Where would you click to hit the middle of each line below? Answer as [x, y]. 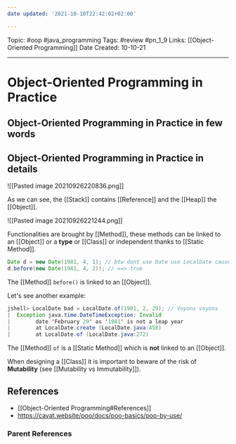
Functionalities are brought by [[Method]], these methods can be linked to [114, 234]
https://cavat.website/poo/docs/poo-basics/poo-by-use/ [100, 415]
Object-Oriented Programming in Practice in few [115, 123]
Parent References [40, 433]
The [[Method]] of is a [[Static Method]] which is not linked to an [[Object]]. [117, 348]
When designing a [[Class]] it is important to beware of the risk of [102, 362]
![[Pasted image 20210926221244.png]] [65, 221]
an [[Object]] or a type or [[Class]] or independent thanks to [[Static [106, 242]
